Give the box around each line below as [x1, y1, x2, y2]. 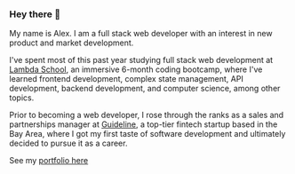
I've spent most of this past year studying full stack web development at [9, 55, 274, 66]
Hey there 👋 [9, 8, 60, 20]
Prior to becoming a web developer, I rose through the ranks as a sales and [9, 110, 284, 121]
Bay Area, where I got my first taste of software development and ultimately [9, 129, 286, 139]
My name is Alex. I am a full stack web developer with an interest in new [9, 28, 273, 39]
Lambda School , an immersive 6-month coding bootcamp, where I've [9, 64, 263, 75]
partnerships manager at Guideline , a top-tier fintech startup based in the [9, 119, 278, 130]
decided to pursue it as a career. [9, 138, 128, 149]
